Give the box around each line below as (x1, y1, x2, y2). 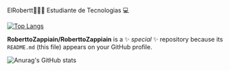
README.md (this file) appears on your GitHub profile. (7, 43, 152, 51)
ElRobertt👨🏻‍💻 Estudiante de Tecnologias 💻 (7, 6, 129, 14)
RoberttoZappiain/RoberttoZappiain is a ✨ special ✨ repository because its (7, 35, 223, 43)
